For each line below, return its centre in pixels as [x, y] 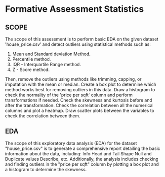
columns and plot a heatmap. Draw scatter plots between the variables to [80, 110]
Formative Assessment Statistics [75, 9]
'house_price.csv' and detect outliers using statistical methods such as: [78, 44]
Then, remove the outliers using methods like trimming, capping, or [73, 79]
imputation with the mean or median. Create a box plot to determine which [81, 84]
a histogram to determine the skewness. [46, 169]
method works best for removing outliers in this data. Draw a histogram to [80, 89]
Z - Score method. [31, 70]
